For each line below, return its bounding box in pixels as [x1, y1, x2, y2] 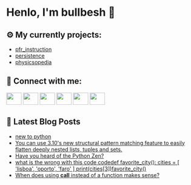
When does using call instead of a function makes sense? [15, 171, 159, 178]
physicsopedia [15, 59, 52, 66]
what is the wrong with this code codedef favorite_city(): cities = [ [15, 158, 180, 166]
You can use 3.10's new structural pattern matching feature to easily [15, 139, 185, 146]
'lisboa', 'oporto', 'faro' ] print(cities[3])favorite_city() [15, 165, 147, 172]
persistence [15, 52, 45, 59]
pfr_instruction [15, 45, 52, 53]
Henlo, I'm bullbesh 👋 [6, 5, 116, 19]
